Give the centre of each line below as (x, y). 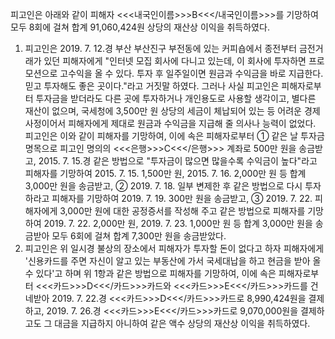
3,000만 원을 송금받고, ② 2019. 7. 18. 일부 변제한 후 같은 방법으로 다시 (163, 186)
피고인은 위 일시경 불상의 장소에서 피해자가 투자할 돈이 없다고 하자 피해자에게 (174, 248)
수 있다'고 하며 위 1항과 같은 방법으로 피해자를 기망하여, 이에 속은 (150, 273)
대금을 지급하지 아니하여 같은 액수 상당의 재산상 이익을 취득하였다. (182, 323)
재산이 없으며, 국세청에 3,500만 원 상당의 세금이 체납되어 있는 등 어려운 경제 (172, 111)
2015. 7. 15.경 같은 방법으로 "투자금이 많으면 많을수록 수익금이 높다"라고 (178, 161)
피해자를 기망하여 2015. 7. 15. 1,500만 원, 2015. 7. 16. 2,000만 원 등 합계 (165, 173)
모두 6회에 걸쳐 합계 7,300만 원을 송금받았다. (139, 236)
